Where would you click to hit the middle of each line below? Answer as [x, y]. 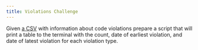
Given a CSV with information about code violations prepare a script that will [99, 28]
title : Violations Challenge [42, 11]
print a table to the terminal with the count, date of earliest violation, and [94, 34]
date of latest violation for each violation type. [62, 41]
